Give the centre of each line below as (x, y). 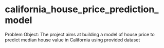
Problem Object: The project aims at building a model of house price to (80, 34)
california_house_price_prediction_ (82, 9)
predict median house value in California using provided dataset (72, 40)
